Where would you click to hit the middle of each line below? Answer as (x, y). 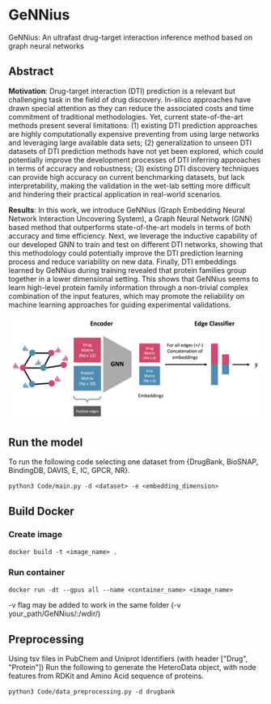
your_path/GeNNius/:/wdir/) (55, 614)
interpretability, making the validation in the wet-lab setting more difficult (129, 186)
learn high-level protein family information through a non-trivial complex (129, 287)
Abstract (31, 72)
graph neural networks (47, 45)
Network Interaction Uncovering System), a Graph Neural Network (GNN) (131, 218)
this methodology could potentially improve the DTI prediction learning (126, 253)
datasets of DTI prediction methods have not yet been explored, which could (136, 151)
